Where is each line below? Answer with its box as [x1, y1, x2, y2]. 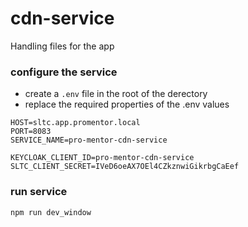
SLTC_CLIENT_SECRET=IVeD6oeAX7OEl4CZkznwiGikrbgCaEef [10, 162, 240, 172]
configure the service [10, 65, 118, 79]
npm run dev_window [10, 207, 92, 217]
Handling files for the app [10, 40, 115, 52]
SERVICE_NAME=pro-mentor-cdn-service [10, 135, 168, 146]
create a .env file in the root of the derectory [24, 88, 208, 100]
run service [10, 185, 68, 199]
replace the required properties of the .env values [24, 98, 230, 111]
